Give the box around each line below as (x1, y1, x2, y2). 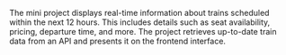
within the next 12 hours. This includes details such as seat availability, (9, 17, 271, 27)
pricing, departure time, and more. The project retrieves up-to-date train (9, 27, 277, 36)
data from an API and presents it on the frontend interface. (9, 35, 227, 46)
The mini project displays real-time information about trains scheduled (9, 8, 270, 18)
